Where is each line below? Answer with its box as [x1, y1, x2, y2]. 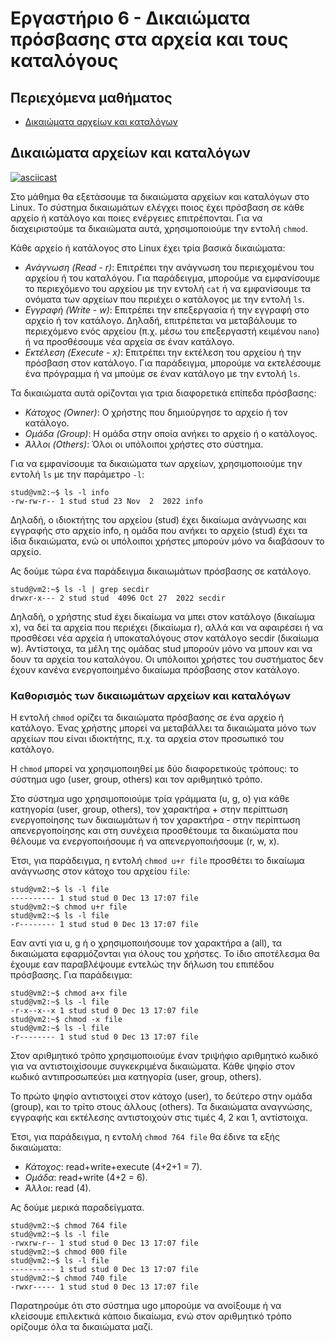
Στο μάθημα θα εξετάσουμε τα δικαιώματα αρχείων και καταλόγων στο [10, 190, 310, 202]
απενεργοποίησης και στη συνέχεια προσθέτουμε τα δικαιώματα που [10, 825, 298, 837]
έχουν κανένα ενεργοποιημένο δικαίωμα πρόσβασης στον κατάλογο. [10, 663, 300, 676]
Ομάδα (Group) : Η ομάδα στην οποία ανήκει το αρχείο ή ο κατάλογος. [24, 427, 318, 439]
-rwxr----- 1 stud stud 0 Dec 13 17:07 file [10, 1282, 199, 1292]
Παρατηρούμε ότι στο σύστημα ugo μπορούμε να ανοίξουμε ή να [10, 1300, 282, 1312]
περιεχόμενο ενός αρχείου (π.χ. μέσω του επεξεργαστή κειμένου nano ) [24, 325, 320, 337]
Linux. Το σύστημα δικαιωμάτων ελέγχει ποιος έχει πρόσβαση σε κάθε [10, 201, 305, 213]
